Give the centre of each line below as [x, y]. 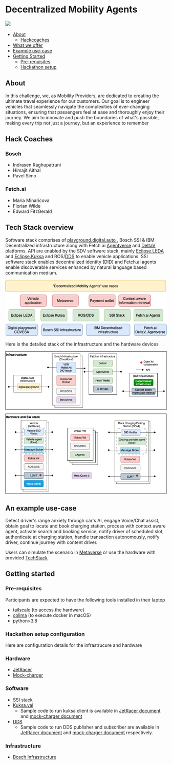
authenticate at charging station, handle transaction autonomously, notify [82, 537]
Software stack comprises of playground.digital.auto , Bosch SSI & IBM [80, 240]
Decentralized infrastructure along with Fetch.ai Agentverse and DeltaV [80, 245]
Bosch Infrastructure [34, 757]
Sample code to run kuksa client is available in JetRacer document [90, 711]
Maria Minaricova [31, 200]
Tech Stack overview [39, 227]
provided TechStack [26, 558]
